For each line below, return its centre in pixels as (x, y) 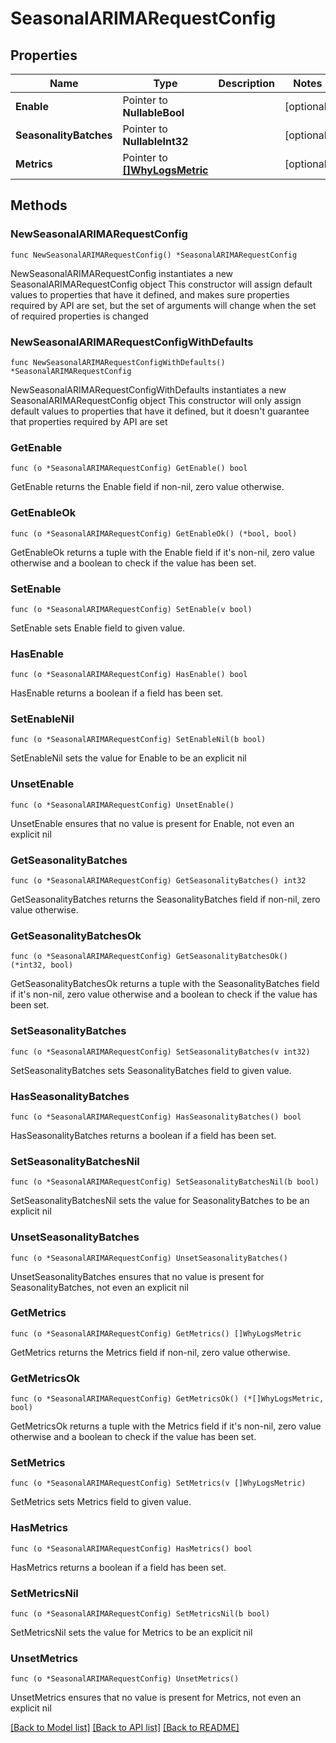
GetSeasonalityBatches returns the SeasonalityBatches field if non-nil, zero (165, 899)
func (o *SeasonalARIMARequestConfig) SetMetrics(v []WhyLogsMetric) (158, 1483)
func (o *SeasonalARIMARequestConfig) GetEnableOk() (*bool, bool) (154, 533)
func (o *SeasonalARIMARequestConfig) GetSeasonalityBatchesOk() (149, 957)
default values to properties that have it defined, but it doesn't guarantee (160, 411)
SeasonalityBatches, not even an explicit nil (99, 1287)
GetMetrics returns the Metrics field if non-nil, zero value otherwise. (150, 1352)
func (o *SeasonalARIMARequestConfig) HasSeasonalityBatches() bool (156, 1117)
